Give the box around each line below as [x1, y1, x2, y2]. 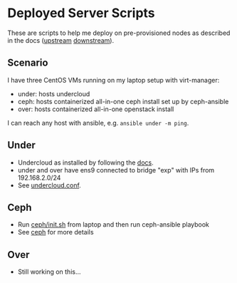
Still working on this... [17, 267, 81, 276]
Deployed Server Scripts [7, 5, 155, 21]
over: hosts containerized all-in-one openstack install [17, 105, 174, 113]
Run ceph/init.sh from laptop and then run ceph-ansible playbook [17, 220, 210, 229]
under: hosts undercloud [17, 89, 90, 98]
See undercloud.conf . [17, 180, 82, 190]
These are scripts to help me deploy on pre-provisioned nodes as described [7, 29, 231, 37]
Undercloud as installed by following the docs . [17, 158, 154, 167]
